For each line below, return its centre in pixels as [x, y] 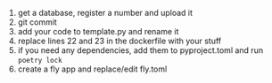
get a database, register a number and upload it [105, 13]
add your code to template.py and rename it [98, 31]
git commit [37, 22]
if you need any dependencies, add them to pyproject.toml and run [140, 50]
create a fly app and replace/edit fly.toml [92, 69]
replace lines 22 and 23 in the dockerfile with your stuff [120, 41]
